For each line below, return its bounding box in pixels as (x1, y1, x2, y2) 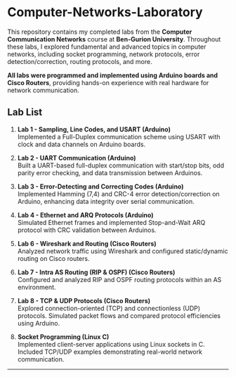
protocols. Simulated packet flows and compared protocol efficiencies (17, 311, 221, 320)
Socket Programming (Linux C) (17, 332, 110, 341)
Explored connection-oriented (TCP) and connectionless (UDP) (17, 304, 201, 312)
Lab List (7, 106, 43, 118)
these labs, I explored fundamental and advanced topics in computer (7, 42, 206, 51)
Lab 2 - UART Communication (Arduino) (17, 153, 136, 162)
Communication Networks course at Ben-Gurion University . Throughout (7, 34, 221, 43)
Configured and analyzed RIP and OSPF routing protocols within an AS (17, 275, 222, 283)
